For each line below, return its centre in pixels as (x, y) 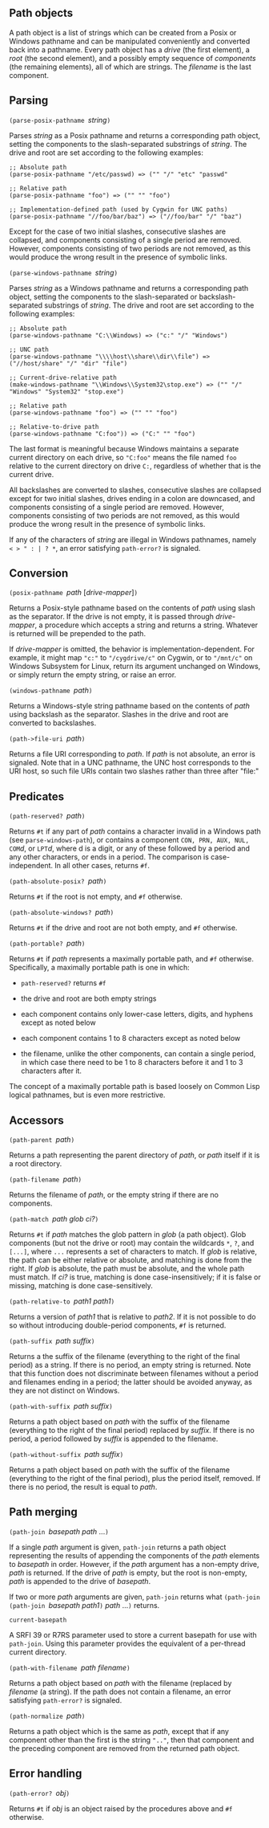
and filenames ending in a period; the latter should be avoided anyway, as (131, 1382)
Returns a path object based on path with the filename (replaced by (120, 1683)
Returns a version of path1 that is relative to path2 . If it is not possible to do (132, 1317)
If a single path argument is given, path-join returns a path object (118, 1547)
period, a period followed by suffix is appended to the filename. (114, 1439)
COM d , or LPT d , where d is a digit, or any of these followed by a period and (130, 849)
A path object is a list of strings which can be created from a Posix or (123, 32)
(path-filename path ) (46, 1179)
